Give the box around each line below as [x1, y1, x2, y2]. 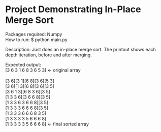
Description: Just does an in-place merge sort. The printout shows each [5, 46, 156, 52]
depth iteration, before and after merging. [5, 52, 92, 58]
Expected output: [5, 61, 42, 68]
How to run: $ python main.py [5, 37, 68, 43]
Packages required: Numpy [5, 31, 62, 37]
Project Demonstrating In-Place [5, 4, 141, 15]
